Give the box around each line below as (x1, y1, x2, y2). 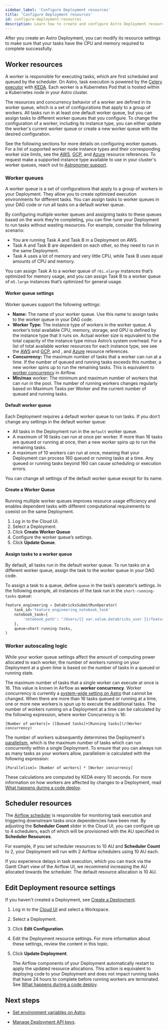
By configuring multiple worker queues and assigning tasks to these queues (5, 211, 162, 218)
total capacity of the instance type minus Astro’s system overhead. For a (12, 337, 162, 343)
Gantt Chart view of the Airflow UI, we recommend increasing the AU (5, 864, 147, 870)
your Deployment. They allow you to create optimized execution (5, 191, 136, 197)
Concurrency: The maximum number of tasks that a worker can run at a (12, 353, 161, 359)
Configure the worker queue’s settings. (12, 534, 93, 540)
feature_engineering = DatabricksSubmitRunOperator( (5, 603, 117, 608)
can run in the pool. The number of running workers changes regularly (12, 380, 157, 386)
